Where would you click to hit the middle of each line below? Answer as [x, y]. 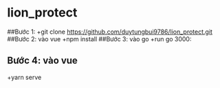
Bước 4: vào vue [42, 61]
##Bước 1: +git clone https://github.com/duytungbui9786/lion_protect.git [110, 32]
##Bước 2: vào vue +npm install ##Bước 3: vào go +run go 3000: [99, 38]
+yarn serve [24, 77]
